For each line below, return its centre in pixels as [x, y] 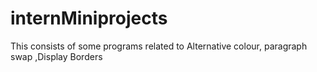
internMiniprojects [89, 18]
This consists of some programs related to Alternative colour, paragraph [159, 46]
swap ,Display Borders [56, 56]
